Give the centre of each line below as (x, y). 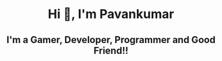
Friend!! (111, 50)
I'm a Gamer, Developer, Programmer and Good (111, 40)
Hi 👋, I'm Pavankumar (111, 14)
